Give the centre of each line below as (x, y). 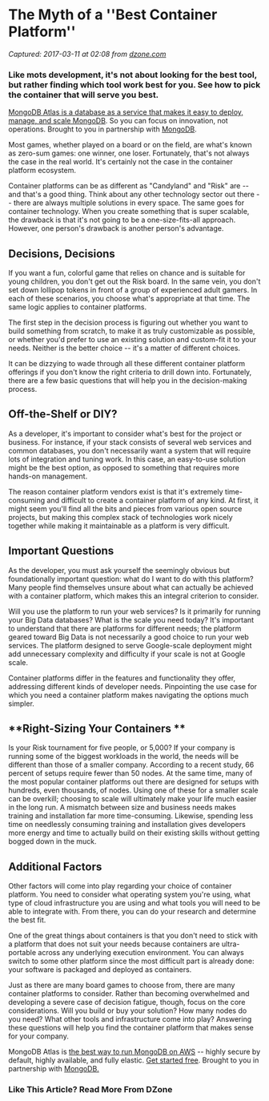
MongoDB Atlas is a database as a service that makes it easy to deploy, (126, 112)
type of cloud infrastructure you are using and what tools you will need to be (134, 903)
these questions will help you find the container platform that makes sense (131, 1028)
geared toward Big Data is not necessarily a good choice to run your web (129, 637)
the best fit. (27, 920)
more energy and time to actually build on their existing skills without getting (134, 833)
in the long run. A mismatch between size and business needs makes (122, 808)
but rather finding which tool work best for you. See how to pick (134, 84)
